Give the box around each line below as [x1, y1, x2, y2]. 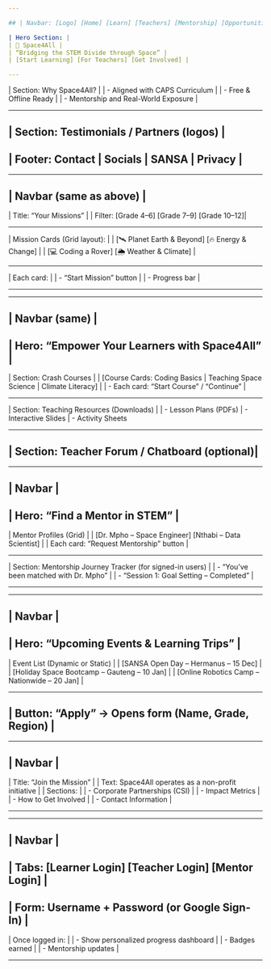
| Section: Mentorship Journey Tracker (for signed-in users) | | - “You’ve [8, 562, 248, 572]
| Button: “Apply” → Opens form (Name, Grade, [8, 706, 249, 720]
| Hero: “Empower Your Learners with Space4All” [8, 339, 262, 353]
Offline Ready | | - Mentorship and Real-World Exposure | [8, 94, 198, 104]
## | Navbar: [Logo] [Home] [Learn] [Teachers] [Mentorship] [8, 19, 219, 27]
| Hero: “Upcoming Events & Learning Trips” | [8, 637, 241, 651]
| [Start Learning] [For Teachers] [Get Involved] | [8, 56, 190, 65]
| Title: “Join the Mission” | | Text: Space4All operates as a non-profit [8, 777, 236, 787]
